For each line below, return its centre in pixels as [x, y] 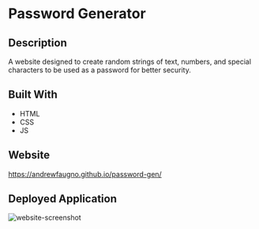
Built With [33, 95]
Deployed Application [62, 199]
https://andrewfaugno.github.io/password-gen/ [85, 174]
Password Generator [77, 14]
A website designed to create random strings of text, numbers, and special [129, 61]
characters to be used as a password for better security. [100, 70]
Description [38, 43]
